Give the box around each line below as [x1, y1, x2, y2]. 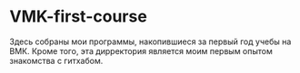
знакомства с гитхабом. [9, 55, 104, 66]
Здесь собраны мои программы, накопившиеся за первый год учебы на [9, 36, 292, 47]
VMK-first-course [9, 6, 147, 27]
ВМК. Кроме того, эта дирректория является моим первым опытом [9, 45, 273, 56]
